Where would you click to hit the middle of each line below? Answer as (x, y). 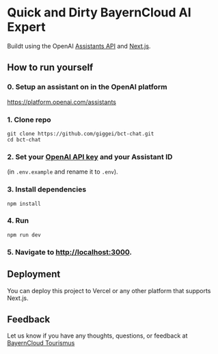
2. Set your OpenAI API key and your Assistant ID (90, 156)
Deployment (34, 274)
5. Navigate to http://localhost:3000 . (69, 252)
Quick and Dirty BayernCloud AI (99, 13)
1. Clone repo (29, 120)
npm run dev (24, 235)
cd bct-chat (24, 139)
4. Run (18, 221)
